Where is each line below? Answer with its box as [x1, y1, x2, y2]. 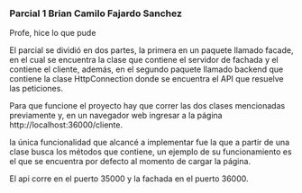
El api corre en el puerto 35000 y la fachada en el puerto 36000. [9, 173, 250, 184]
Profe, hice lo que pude [9, 28, 96, 39]
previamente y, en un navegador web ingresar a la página [9, 110, 223, 121]
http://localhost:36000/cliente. [9, 119, 124, 130]
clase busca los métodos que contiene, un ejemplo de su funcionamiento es [9, 146, 292, 157]
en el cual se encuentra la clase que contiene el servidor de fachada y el [9, 55, 279, 66]
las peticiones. [9, 83, 63, 94]
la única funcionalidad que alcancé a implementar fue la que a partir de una [9, 137, 290, 148]
